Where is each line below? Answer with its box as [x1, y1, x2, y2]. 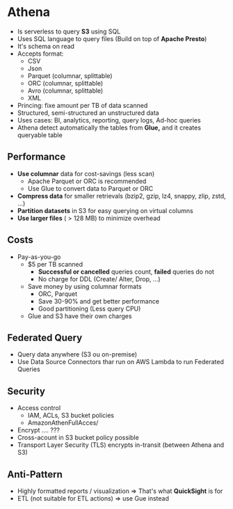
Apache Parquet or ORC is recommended [27, 177, 147, 185]
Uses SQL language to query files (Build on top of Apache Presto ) [17, 34, 207, 42]
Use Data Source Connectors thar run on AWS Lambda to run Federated [17, 358, 224, 366]
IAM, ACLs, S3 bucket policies [27, 412, 115, 420]
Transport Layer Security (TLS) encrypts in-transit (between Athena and [17, 441, 225, 449]
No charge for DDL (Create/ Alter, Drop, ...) [38, 274, 161, 283]
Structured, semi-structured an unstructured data [17, 109, 159, 117]
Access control [17, 404, 61, 412]
